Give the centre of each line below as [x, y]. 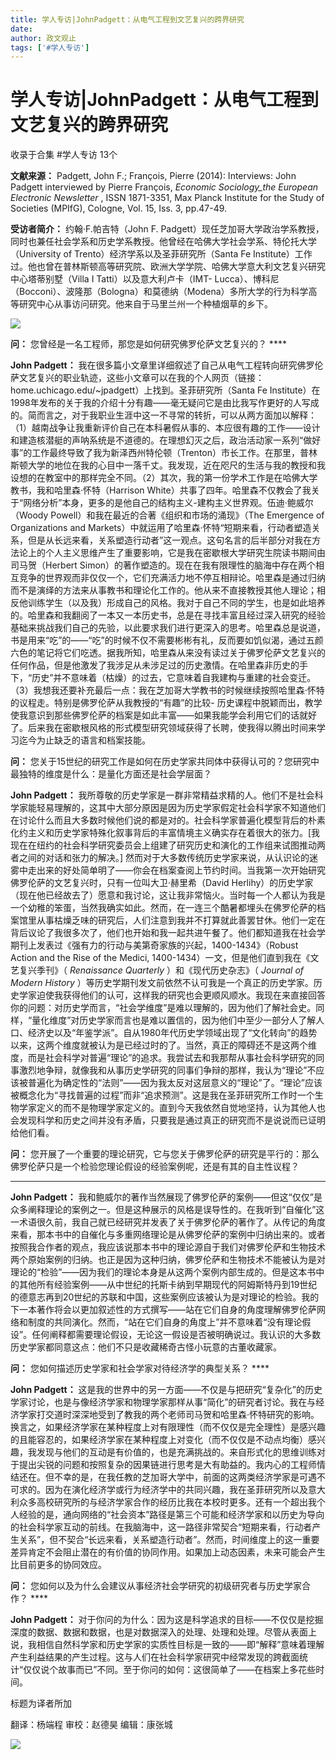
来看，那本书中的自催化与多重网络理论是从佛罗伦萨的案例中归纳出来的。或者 [168, 1235]
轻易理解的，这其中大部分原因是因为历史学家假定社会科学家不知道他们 [181, 808]
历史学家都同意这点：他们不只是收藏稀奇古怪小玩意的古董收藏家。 [146, 1347]
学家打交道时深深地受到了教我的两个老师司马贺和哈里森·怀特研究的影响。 [169, 1415]
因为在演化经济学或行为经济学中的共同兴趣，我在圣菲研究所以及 [176, 1490]
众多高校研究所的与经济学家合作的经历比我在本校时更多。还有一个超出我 [167, 1502]
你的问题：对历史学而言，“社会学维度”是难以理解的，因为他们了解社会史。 [163, 1008]
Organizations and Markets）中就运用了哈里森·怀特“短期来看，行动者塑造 [161, 528]
